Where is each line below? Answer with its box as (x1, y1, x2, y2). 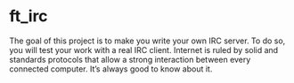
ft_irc (9, 6, 48, 26)
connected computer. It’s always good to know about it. (9, 64, 213, 74)
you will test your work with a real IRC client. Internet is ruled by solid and (9, 44, 279, 55)
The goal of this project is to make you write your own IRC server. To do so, (9, 35, 286, 46)
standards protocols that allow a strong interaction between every (9, 54, 251, 64)
